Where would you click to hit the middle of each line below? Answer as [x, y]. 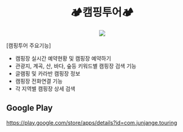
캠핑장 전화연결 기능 [39, 81]
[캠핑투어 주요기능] [29, 45]
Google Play [29, 108]
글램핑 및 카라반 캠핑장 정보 [48, 73]
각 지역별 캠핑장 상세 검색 [45, 88]
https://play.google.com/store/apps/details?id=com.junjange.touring [92, 122]
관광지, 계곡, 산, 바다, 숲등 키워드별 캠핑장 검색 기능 [76, 66]
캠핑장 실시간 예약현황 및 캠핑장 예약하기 [63, 58]
